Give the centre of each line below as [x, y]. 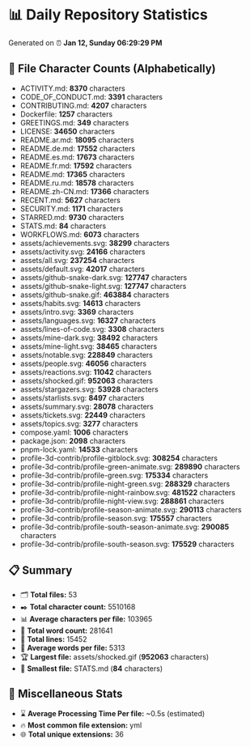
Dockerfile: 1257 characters [66, 114]
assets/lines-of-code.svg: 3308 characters [92, 329]
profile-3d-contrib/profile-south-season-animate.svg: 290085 [124, 527]
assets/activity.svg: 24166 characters [83, 252]
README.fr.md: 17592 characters [76, 165]
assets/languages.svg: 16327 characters [88, 320]
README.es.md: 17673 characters [77, 157]
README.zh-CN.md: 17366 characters [85, 191]
